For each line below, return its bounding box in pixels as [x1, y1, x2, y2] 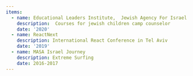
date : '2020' [17, 26, 50, 32]
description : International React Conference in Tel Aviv [17, 37, 168, 44]
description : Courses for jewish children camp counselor [17, 20, 171, 26]
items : [6, 9, 23, 15]
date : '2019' [17, 44, 50, 50]
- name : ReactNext [11, 32, 59, 38]
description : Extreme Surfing [17, 55, 94, 61]
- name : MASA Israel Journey [11, 49, 86, 55]
